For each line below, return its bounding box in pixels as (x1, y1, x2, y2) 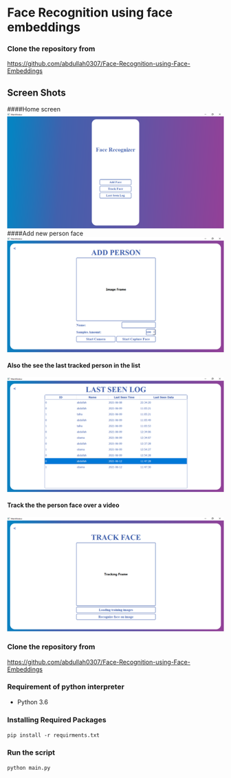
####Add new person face (7, 229, 84, 237)
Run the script (7, 748, 56, 757)
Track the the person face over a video (7, 501, 120, 510)
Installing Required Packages (7, 715, 107, 724)
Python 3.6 (16, 698, 48, 706)
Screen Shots (7, 87, 67, 98)
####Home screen (7, 105, 60, 114)
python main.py (7, 765, 51, 772)
